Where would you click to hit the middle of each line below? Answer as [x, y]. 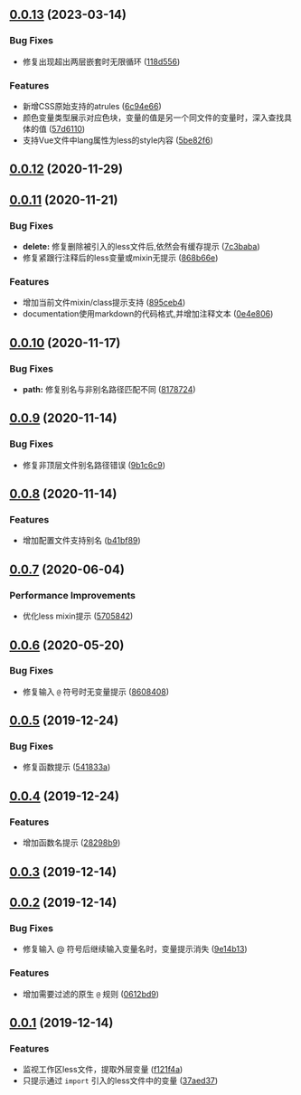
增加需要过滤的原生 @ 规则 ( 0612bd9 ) [91, 994]
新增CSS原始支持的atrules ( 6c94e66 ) [92, 106]
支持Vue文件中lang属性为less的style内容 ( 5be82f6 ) [118, 140]
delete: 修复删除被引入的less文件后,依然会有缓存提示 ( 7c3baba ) [141, 247]
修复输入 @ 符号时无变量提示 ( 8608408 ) [96, 692]
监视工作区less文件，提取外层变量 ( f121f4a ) [103, 1070]
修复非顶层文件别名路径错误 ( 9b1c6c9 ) [94, 465]
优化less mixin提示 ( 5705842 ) [78, 616]
